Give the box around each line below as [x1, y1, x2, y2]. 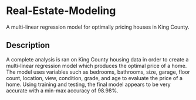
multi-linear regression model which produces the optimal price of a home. [6, 62, 187, 69]
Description [6, 40, 50, 50]
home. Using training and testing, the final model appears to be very [6, 81, 171, 88]
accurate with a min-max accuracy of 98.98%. [6, 87, 119, 94]
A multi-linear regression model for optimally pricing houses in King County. [6, 23, 190, 30]
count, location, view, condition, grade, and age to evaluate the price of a [6, 74, 183, 81]
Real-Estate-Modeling [6, 4, 116, 18]
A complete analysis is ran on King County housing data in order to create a [6, 56, 189, 63]
